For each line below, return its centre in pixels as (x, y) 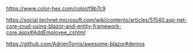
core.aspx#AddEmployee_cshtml (46, 32)
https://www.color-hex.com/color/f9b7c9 (56, 9)
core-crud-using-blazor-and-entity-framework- (64, 26)
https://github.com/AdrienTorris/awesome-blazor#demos (76, 44)
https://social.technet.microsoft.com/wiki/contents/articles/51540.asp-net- (96, 20)
